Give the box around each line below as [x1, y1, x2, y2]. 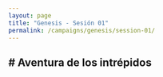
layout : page [8, 11, 52, 20]
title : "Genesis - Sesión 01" [8, 19, 109, 27]
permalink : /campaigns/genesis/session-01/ [8, 26, 156, 34]
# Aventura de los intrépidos [8, 56, 152, 69]
